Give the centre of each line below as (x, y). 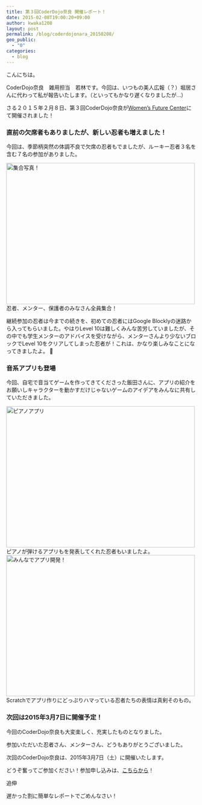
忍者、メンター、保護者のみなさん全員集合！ (62, 308)
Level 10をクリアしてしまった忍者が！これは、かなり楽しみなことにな (109, 343)
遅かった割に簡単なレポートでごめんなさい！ (62, 795)
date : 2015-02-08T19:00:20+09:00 (48, 17)
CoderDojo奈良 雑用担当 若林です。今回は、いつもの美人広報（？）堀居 (99, 87)
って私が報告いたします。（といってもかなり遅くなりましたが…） (107, 95)
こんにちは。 (22, 74)
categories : (21, 51)
